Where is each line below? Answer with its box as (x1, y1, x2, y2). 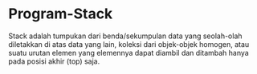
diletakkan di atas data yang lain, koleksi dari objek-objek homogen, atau (8, 39, 250, 49)
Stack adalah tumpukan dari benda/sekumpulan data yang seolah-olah (8, 31, 243, 41)
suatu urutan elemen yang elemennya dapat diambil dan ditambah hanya (8, 48, 249, 57)
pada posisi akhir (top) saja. (8, 56, 100, 66)
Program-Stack (8, 5, 113, 23)
